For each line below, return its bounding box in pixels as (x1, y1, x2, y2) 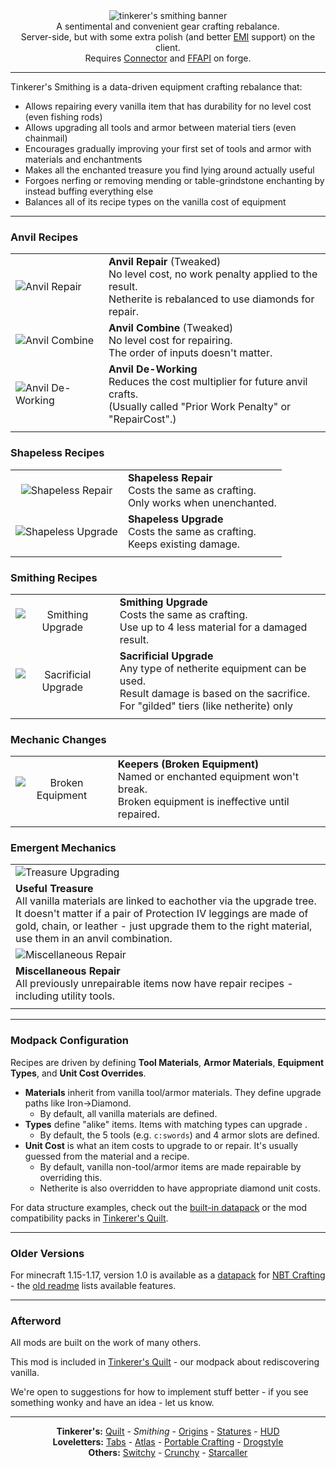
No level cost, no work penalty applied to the (108, 267, 318, 281)
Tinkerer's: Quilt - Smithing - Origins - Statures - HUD (56, 1425, 280, 1438)
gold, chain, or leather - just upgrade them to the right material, (15, 919, 313, 933)
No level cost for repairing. (108, 334, 233, 348)
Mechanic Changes (10, 732, 107, 746)
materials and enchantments (24, 154, 143, 165)
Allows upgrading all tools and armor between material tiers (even (24, 122, 297, 133)
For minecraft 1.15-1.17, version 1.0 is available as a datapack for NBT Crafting (10, 1269, 326, 1281)
